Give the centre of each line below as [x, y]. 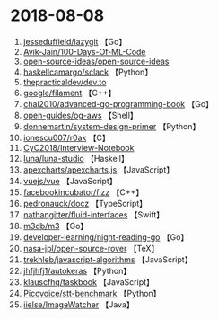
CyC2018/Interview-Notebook [78, 147]
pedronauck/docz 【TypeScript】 [85, 203]
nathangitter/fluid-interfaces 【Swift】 [94, 214]
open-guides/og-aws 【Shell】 [80, 115]
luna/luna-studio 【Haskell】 [76, 158]
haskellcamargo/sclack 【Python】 [88, 72]
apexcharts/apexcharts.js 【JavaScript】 [98, 169]
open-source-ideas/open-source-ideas [96, 61]
